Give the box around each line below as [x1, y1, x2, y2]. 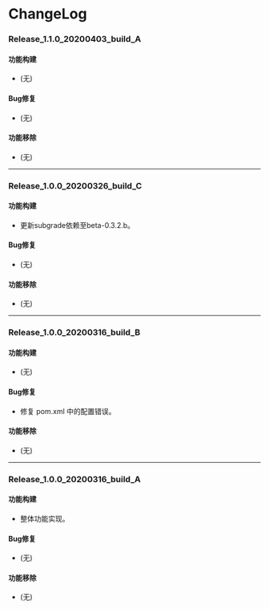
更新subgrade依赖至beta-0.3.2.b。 [19, 220, 134, 229]
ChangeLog [8, 5, 87, 23]
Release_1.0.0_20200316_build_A [8, 473, 142, 485]
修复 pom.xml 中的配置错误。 [19, 406, 116, 416]
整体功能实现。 [19, 514, 70, 523]
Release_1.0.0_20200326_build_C [8, 180, 143, 191]
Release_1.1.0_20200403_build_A [8, 34, 142, 45]
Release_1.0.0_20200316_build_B [8, 327, 141, 338]
